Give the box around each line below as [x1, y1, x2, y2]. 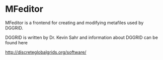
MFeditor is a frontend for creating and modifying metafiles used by [5, 20, 144, 26]
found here [5, 39, 28, 45]
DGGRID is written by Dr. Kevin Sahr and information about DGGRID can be [5, 34, 158, 40]
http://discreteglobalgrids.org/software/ [5, 49, 86, 55]
